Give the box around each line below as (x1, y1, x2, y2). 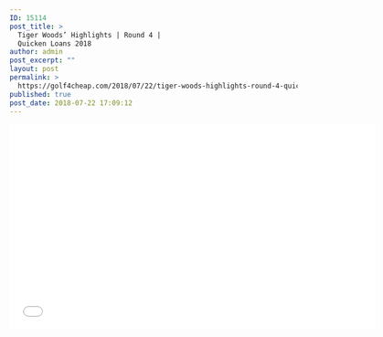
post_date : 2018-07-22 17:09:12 (9, 98, 133, 108)
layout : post (9, 65, 59, 74)
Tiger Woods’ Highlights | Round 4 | (17, 30, 162, 39)
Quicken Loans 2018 (17, 38, 92, 48)
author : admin (9, 47, 64, 57)
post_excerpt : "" (9, 56, 76, 65)
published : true (9, 90, 71, 99)
